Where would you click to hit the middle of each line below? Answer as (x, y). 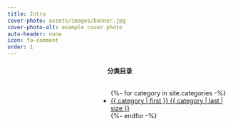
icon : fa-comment (33, 41)
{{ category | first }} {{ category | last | (166, 101)
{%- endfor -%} (134, 116)
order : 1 (20, 47)
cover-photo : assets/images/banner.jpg (67, 21)
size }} (120, 108)
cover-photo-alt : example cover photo (65, 27)
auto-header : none (35, 34)
